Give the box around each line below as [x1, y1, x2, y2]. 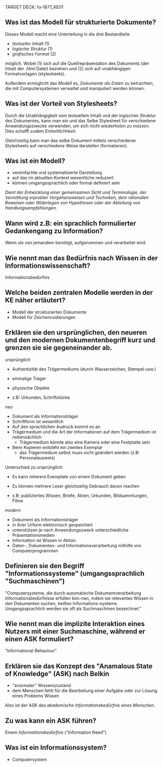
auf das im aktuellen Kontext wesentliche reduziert [12, 175, 114, 181]
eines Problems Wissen [12, 693, 59, 699]
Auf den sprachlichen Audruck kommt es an [12, 424, 101, 430]
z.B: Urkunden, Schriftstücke [12, 394, 70, 400]
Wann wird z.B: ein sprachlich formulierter [5, 219, 136, 227]
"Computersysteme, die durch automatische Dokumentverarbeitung [5, 590, 142, 596]
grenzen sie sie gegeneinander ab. [5, 344, 112, 352]
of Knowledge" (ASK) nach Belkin [5, 669, 109, 678]
